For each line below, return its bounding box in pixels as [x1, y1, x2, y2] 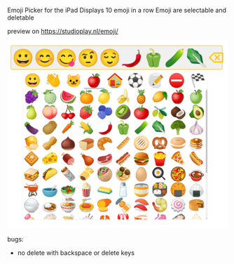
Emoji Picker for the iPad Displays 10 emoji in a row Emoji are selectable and [7, 6, 226, 14]
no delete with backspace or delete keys [17, 249, 135, 257]
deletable [7, 13, 34, 22]
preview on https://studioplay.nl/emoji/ [7, 27, 119, 35]
